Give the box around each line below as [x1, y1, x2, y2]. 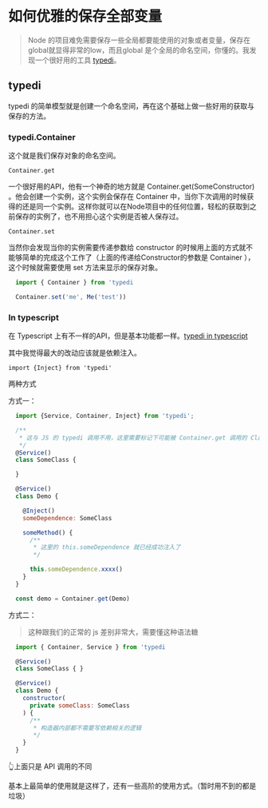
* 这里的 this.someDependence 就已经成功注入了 [33, 543, 181, 551]
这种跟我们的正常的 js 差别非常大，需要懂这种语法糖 [27, 627, 199, 636]
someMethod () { [22, 528, 73, 536]
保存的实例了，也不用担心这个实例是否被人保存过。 [14, 212, 183, 221]
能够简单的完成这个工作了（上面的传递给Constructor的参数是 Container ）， [8, 253, 255, 262]
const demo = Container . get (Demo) [15, 595, 130, 603]
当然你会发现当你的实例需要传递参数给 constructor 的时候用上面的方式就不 [8, 243, 254, 253]
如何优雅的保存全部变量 [8, 7, 163, 26]
